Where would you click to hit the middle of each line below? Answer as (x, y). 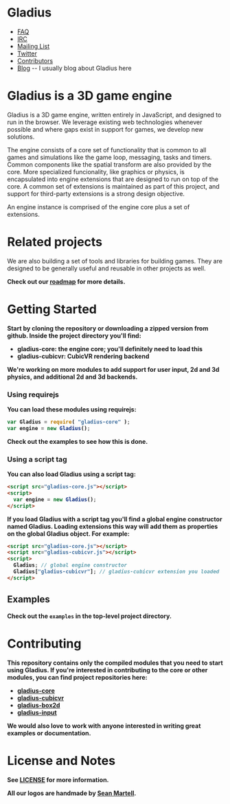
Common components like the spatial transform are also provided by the (109, 164)
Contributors (35, 60)
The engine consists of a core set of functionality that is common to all (107, 150)
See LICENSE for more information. (58, 779)
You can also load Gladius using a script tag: (71, 474)
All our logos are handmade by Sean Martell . (72, 793)
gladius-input (37, 712)
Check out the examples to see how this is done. (78, 441)
